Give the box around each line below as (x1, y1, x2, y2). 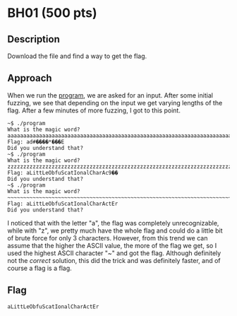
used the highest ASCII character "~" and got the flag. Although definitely (7, 249, 221, 257)
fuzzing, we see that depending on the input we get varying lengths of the (7, 98, 223, 107)
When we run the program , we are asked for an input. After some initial (7, 90, 214, 100)
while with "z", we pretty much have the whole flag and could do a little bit (7, 226, 223, 235)
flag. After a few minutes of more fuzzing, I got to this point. (7, 106, 181, 115)
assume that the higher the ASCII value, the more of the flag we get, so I (7, 241, 217, 250)
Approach (7, 72, 52, 84)
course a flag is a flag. (7, 264, 72, 272)
